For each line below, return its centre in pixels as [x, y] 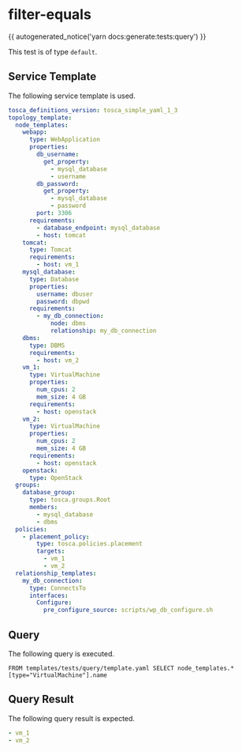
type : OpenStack [56, 478]
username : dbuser [65, 294]
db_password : [58, 183]
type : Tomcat [50, 250]
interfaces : [48, 595]
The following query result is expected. [72, 718]
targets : [51, 551]
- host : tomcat [61, 235]
